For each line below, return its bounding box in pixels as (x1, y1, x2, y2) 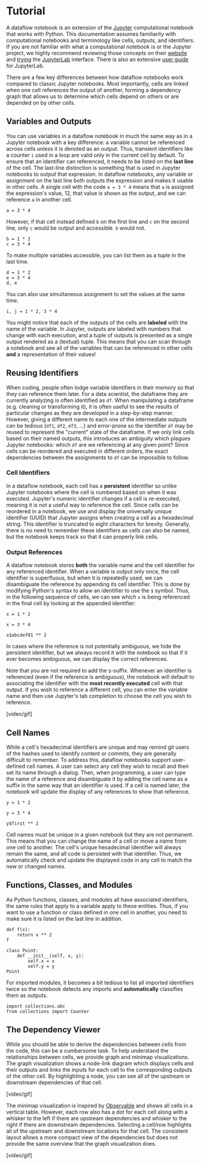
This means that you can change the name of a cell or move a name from (6, 837, 187, 844)
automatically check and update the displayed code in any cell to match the (6, 856, 193, 864)
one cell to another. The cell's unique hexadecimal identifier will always (6, 843, 181, 850)
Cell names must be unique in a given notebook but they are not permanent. (6, 831, 194, 838)
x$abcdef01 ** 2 (6, 632, 47, 638)
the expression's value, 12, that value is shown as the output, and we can (6, 190, 187, 197)
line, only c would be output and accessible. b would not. (6, 224, 146, 231)
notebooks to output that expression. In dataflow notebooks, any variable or (6, 170, 193, 178)
